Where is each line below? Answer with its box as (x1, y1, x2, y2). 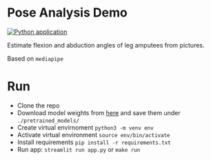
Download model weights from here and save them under (17, 108, 181, 117)
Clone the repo (17, 101, 60, 110)
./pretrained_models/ (17, 117, 79, 124)
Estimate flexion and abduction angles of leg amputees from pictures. (7, 41, 205, 49)
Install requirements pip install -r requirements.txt (17, 138, 171, 146)
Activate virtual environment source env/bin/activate (17, 130, 170, 139)
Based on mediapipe (7, 54, 64, 63)
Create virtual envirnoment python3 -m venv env (17, 123, 154, 132)
